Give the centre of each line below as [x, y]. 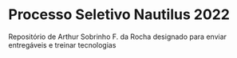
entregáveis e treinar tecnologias [62, 44]
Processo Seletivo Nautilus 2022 [119, 15]
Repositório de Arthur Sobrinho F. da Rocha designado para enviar [118, 37]
